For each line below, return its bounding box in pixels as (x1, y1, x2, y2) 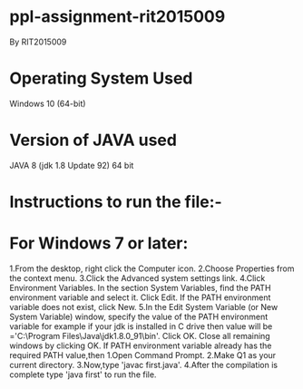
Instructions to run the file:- (9, 192, 222, 212)
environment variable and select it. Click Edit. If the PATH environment (9, 292, 271, 303)
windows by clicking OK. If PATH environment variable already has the (9, 340, 272, 351)
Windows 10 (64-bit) (9, 98, 86, 109)
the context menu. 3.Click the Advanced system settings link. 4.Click (9, 272, 266, 283)
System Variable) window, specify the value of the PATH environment (9, 311, 269, 322)
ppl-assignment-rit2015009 (9, 6, 226, 27)
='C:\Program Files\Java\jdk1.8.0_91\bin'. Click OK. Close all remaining (9, 330, 270, 341)
